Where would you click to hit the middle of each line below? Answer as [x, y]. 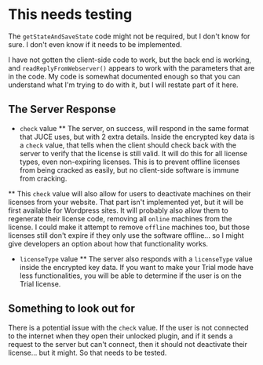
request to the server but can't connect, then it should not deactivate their [128, 344]
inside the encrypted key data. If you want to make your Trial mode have [136, 267]
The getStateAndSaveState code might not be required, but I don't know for [129, 36]
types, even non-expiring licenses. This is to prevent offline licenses [130, 162]
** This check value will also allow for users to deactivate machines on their [130, 193]
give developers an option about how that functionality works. [108, 243]
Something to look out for [72, 309]
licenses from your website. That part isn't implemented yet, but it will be [126, 202]
